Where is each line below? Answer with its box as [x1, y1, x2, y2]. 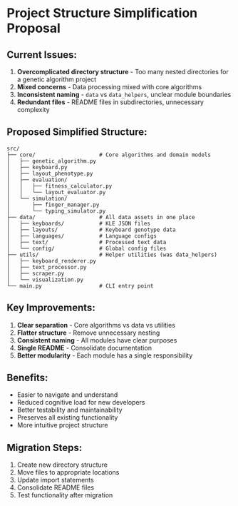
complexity [16, 106, 51, 113]
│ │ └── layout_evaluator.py [6, 188, 106, 196]
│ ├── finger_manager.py [6, 201, 100, 208]
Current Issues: [6, 49, 78, 61]
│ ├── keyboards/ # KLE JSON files [6, 220, 151, 227]
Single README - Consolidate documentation [16, 343, 152, 352]
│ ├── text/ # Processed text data [6, 238, 167, 246]
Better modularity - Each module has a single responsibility [16, 351, 193, 360]
